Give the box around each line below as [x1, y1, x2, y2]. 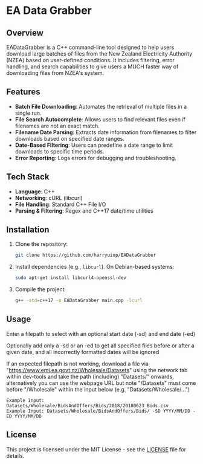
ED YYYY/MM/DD [6, 413, 42, 419]
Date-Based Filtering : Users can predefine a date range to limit [14, 141, 173, 149]
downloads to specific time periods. [14, 147, 105, 155]
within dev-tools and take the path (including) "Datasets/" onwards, [6, 373, 174, 380]
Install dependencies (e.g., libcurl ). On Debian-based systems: [14, 263, 175, 271]
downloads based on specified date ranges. [14, 135, 125, 142]
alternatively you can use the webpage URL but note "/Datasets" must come [6, 379, 196, 387]
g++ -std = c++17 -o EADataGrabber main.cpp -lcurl [14, 297, 143, 304]
